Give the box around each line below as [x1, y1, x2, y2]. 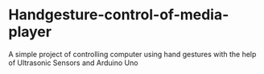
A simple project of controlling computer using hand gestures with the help [8, 49, 257, 59]
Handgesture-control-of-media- [8, 6, 229, 24]
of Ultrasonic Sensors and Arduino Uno [8, 58, 138, 68]
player [8, 23, 52, 41]
